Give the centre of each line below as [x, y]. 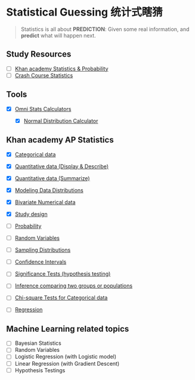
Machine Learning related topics [68, 329]
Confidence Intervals [41, 262]
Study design [31, 214]
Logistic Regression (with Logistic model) [66, 357]
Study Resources [39, 54]
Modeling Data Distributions [49, 190]
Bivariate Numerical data [45, 202]
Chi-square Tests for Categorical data [61, 298]
